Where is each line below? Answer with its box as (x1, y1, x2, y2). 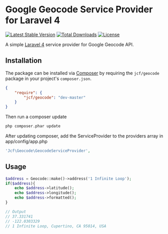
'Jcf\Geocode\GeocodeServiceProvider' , (5, 148, 91, 153)
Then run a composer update (5, 114, 67, 120)
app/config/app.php (5, 139, 48, 144)
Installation (5, 56, 42, 65)
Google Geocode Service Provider (5, 4, 153, 15)
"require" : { (14, 90, 43, 95)
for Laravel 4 (5, 14, 60, 26)
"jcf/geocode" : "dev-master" (24, 95, 86, 100)
